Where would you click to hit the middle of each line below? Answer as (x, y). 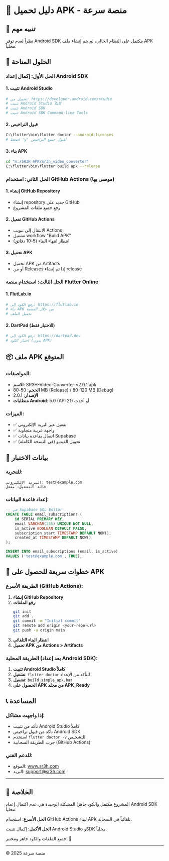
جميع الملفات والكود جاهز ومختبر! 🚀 (39, 839)
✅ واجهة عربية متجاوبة (34, 430)
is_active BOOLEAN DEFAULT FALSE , (51, 528)
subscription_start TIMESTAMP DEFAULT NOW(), (63, 533)
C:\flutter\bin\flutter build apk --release (53, 166)
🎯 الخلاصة (19, 792)
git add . (23, 616)
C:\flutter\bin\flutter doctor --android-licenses (60, 135)
